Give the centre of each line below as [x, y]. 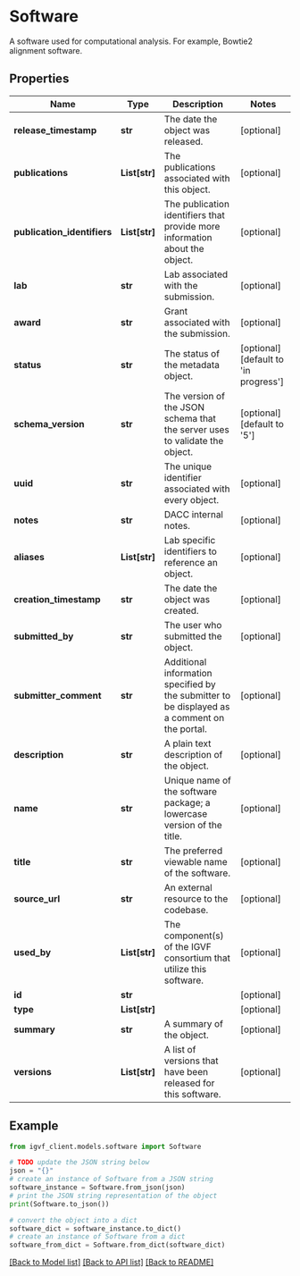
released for [189, 1083]
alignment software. [46, 50]
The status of [192, 353]
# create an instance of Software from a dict [97, 1237]
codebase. [186, 910]
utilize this [185, 969]
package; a [187, 802]
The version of [195, 396]
